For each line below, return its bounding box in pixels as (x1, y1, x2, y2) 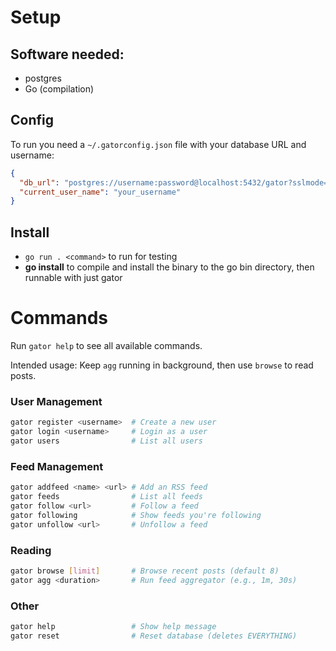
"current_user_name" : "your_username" (19, 187, 182, 197)
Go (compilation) (24, 83, 95, 95)
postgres (24, 72, 62, 84)
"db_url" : (19, 177, 60, 188)
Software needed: (10, 46, 125, 63)
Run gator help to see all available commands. (10, 340, 203, 352)
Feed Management (10, 459, 104, 473)
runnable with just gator (24, 272, 123, 284)
